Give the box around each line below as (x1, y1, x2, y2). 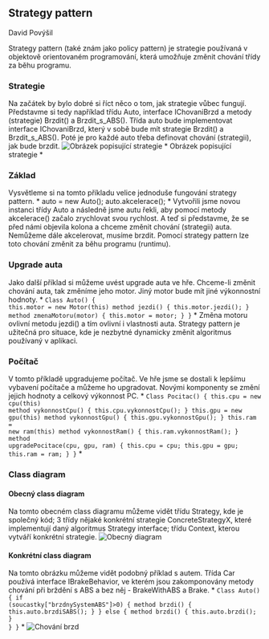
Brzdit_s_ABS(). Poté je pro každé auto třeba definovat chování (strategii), (8, 132, 251, 143)
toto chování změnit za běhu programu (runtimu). (8, 239, 171, 249)
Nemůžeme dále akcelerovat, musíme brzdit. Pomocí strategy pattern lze (8, 230, 249, 240)
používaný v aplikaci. (8, 336, 78, 345)
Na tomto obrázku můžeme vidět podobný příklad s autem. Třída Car (8, 568, 235, 578)
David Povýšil (8, 27, 54, 37)
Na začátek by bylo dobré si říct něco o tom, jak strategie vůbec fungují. (8, 99, 247, 108)
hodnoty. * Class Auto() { (8, 295, 96, 304)
